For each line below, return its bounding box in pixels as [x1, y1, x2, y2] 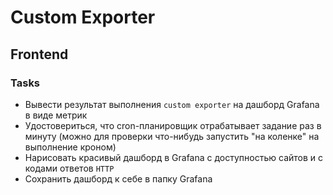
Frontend [10, 46, 69, 63]
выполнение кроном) [24, 141, 117, 153]
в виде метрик [24, 109, 88, 121]
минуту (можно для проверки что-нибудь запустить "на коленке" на [24, 130, 320, 142]
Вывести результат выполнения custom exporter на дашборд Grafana [24, 98, 320, 110]
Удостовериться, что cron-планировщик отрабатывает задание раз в [24, 119, 322, 131]
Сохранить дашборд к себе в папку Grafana [24, 172, 213, 185]
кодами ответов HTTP [24, 162, 115, 174]
